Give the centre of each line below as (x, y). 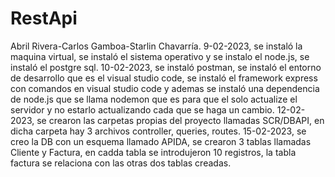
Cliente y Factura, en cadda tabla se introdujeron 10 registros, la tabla (153, 152)
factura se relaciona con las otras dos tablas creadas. (121, 163)
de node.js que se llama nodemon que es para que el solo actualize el (154, 99)
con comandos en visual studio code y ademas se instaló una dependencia (165, 88)
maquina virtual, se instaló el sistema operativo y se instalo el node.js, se (160, 56)
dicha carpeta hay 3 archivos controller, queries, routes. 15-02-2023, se (158, 131)
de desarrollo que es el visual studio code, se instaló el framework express (164, 78)
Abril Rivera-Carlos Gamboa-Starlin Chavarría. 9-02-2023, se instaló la (156, 46)
